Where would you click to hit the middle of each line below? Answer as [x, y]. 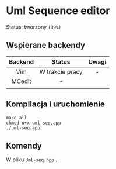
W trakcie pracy [61, 71]
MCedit [22, 81]
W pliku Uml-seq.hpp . [31, 160]
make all [17, 118]
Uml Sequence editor [58, 11]
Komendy [24, 145]
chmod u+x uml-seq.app [34, 123]
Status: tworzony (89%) [34, 27]
